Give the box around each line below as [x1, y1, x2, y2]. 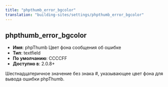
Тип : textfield [12, 50, 41, 56]
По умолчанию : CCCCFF [12, 55, 68, 62]
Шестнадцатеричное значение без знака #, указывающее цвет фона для [5, 71, 163, 77]
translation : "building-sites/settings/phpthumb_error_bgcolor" [5, 12, 144, 17]
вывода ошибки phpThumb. [5, 76, 64, 82]
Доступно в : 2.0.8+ [12, 61, 55, 67]
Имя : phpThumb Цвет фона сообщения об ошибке [12, 44, 121, 51]
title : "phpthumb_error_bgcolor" [5, 7, 76, 13]
